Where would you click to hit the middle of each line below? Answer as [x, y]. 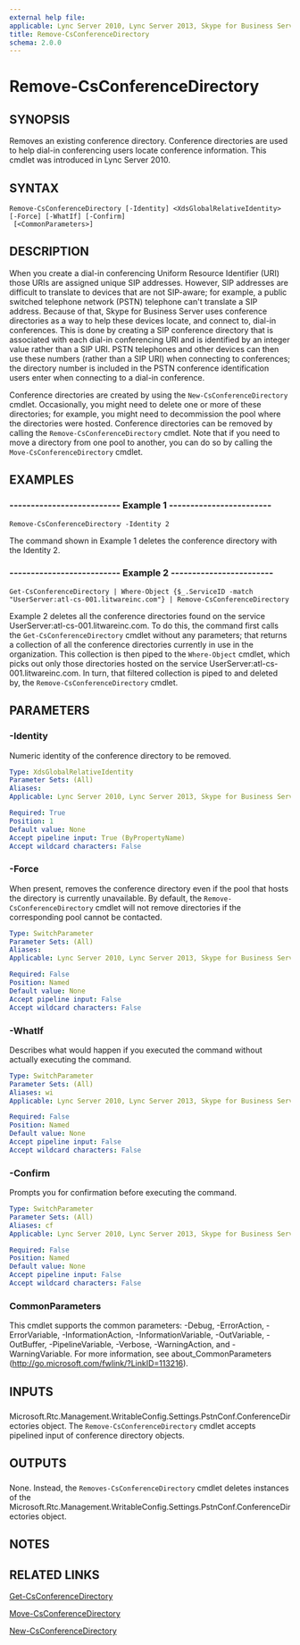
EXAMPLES [42, 480]
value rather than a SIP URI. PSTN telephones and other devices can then [144, 348]
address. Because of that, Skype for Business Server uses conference [138, 311]
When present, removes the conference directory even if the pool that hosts [149, 888]
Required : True [37, 813]
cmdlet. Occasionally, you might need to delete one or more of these [135, 404]
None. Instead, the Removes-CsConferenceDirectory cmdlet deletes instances [149, 1488]
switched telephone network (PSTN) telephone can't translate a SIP [133, 301]
